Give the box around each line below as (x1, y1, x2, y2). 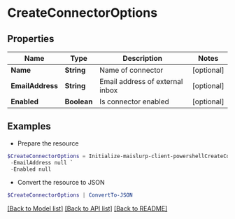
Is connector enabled (99, 97, 169, 106)
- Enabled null (10, 166, 52, 173)
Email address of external (99, 77, 183, 86)
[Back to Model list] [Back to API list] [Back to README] (7, 204, 168, 213)
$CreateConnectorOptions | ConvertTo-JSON (7, 192, 133, 199)
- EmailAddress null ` (10, 159, 73, 166)
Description (122, 54, 163, 63)
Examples (7, 120, 51, 132)
